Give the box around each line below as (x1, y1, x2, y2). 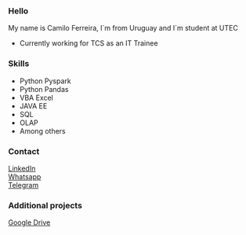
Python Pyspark (19, 76, 72, 86)
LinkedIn (8, 163, 36, 173)
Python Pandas (19, 84, 69, 94)
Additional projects (8, 200, 82, 211)
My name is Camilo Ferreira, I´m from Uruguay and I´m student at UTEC (8, 24, 239, 33)
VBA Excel (19, 93, 53, 102)
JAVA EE (19, 101, 48, 111)
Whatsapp (8, 171, 42, 182)
